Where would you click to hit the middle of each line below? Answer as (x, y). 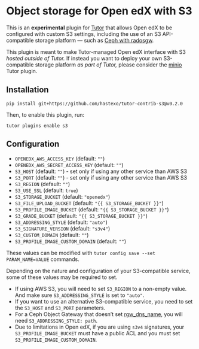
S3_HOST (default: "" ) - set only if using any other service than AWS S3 (101, 171)
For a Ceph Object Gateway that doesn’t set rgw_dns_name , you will (99, 314)
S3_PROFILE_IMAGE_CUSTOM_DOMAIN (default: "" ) (71, 241)
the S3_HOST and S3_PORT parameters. (60, 308)
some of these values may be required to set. (62, 277)
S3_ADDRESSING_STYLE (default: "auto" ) (61, 222)
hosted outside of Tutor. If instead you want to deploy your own (84, 58)
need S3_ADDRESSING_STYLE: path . (56, 320)
